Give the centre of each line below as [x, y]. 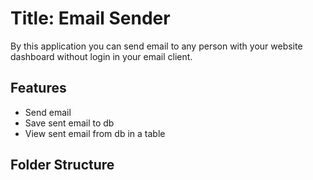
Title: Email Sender [90, 18]
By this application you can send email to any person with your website [156, 46]
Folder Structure [62, 165]
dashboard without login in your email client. [101, 56]
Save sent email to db [69, 123]
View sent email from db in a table [95, 133]
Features [38, 88]
